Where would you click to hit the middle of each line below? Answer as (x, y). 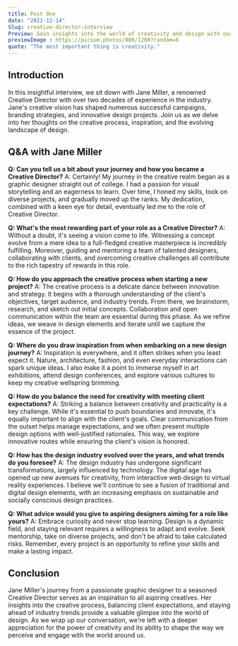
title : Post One (32, 14)
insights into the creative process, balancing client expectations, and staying (119, 605)
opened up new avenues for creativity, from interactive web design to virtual (119, 477)
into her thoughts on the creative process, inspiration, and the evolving (111, 122)
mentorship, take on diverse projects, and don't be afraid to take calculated (118, 536)
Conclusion (34, 574)
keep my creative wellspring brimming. (64, 383)
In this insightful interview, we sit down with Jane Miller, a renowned (107, 92)
